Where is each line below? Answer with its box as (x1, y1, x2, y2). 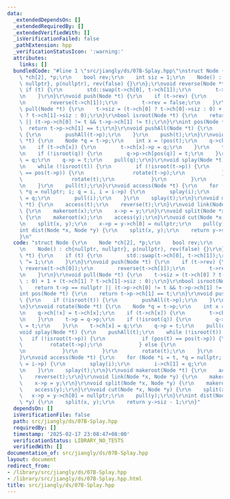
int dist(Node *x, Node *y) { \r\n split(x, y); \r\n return (19, 227, 210, 234)
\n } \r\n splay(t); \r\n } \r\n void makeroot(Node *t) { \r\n (19, 367, 207, 374)
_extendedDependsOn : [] (13, 16, 81, 23)
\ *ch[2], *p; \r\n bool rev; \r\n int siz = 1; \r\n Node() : (19, 73, 222, 81)
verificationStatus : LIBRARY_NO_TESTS (13, 437, 125, 444)
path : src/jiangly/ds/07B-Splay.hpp (13, 417, 118, 425)
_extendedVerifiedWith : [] (13, 29, 90, 36)
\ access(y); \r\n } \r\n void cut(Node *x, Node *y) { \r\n (19, 386, 192, 393)
